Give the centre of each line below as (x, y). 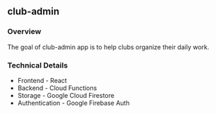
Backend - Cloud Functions (57, 88)
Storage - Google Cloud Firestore (66, 95)
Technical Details (38, 65)
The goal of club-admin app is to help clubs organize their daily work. (108, 47)
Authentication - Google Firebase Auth (73, 103)
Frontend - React (42, 80)
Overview (24, 32)
